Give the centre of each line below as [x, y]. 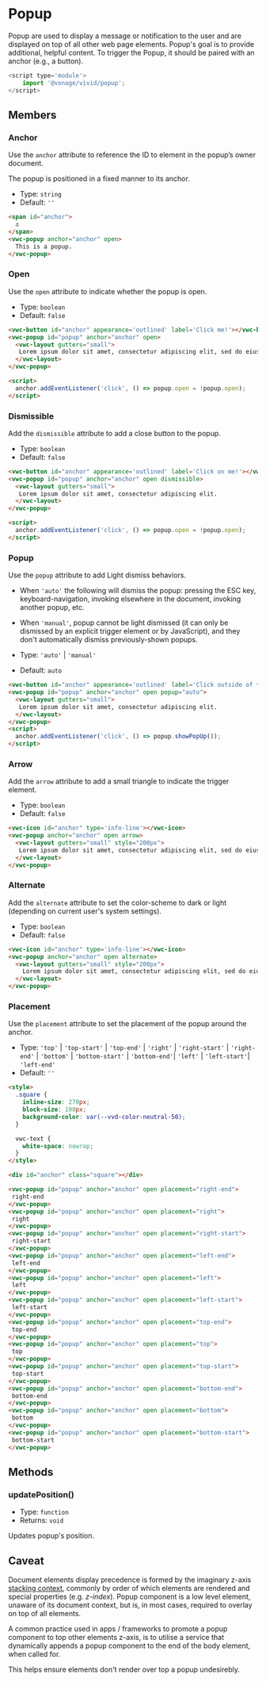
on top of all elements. [45, 1614]
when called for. [34, 1654]
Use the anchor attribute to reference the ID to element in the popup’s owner [132, 155]
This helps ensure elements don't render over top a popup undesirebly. [124, 1669]
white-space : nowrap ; [58, 1146]
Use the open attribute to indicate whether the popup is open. [108, 291]
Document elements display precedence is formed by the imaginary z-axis [130, 1580]
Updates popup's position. [51, 1536]
